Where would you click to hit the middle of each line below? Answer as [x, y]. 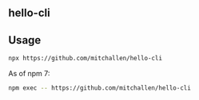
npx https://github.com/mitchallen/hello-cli [85, 59]
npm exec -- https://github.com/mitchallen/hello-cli [100, 88]
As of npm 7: [29, 74]
